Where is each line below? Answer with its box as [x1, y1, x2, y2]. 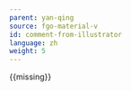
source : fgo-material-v [9, 22, 99, 31]
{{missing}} [9, 71, 52, 82]
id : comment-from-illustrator [9, 30, 123, 39]
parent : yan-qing [9, 13, 74, 23]
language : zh [9, 38, 58, 48]
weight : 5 [9, 47, 47, 56]
